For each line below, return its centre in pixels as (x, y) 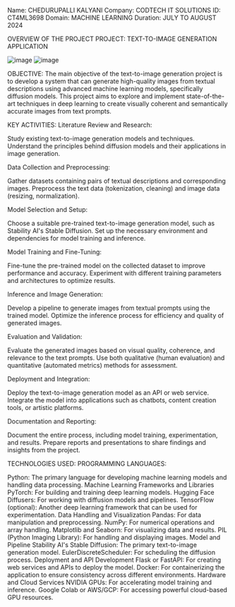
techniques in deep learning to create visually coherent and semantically (122, 104)
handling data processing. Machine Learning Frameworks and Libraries (111, 485)
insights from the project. (44, 450)
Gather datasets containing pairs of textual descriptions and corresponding (116, 181)
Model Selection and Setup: (48, 210)
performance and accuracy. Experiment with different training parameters (115, 273)
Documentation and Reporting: (52, 421)
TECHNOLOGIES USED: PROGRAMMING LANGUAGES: (87, 464)
